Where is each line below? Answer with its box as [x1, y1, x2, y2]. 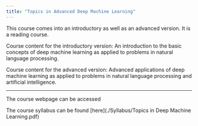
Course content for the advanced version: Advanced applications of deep [6, 66, 185, 73]
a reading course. [6, 30, 49, 38]
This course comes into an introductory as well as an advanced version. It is [6, 25, 191, 32]
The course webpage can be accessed [6, 95, 101, 103]
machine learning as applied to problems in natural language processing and [6, 72, 192, 79]
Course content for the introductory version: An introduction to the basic [6, 42, 182, 49]
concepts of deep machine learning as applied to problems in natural [6, 48, 174, 56]
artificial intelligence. [6, 79, 57, 86]
